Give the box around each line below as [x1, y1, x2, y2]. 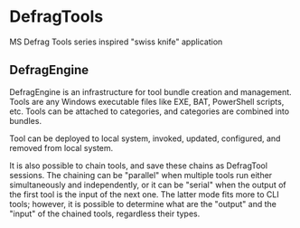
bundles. [9, 115, 42, 126]
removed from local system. [9, 142, 114, 153]
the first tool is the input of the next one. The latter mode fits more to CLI [9, 188, 280, 200]
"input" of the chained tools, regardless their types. [9, 208, 201, 219]
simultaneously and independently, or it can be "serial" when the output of [9, 179, 286, 190]
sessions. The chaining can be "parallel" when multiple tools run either [9, 169, 273, 180]
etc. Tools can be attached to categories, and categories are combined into [9, 106, 290, 117]
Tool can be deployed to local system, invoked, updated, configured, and [9, 133, 281, 144]
